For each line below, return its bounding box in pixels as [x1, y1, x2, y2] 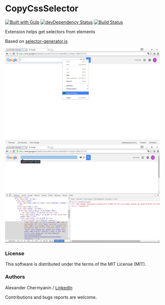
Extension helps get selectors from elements [5, 28, 96, 34]
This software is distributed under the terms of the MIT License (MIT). [5, 261, 146, 267]
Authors [5, 274, 26, 280]
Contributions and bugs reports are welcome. [5, 294, 97, 300]
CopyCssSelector [5, 3, 79, 14]
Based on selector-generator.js [5, 38, 68, 44]
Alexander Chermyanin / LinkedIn [5, 284, 73, 290]
